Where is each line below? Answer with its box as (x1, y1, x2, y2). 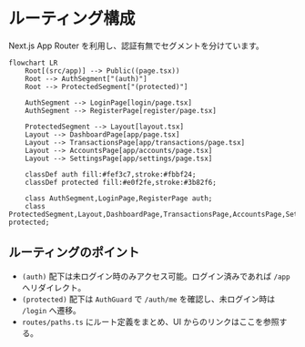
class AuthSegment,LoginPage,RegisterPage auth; (25, 193, 213, 203)
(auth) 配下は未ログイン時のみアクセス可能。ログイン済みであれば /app (21, 270, 290, 281)
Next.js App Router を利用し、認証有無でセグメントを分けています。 (8, 40, 265, 51)
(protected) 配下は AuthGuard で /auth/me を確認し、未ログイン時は (21, 293, 275, 304)
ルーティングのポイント (8, 245, 140, 260)
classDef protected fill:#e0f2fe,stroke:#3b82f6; (25, 178, 218, 187)
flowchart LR (8, 58, 58, 67)
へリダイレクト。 (21, 281, 86, 292)
